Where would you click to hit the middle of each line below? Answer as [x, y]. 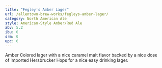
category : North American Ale [36, 18]
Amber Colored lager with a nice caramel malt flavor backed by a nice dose [81, 55]
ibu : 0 [12, 32]
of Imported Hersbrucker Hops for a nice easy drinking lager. [67, 60]
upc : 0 [12, 41]
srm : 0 [12, 37]
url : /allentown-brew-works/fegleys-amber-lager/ [57, 14]
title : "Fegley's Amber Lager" [37, 9]
